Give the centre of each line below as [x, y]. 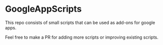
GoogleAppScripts [43, 9]
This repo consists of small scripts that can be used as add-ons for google [80, 22]
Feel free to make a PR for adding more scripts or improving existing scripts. [82, 37]
